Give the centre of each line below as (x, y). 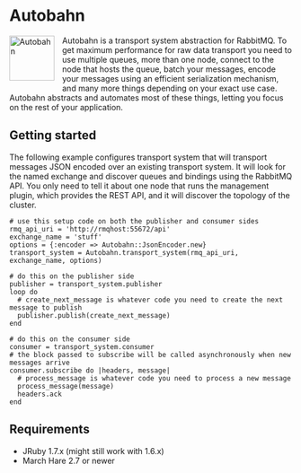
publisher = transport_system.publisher (86, 284)
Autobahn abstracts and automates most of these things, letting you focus (146, 97)
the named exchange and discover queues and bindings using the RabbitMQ (151, 176)
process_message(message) (66, 386)
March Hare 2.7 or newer (68, 460)
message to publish (46, 307)
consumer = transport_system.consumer (82, 346)
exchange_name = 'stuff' (56, 237)
